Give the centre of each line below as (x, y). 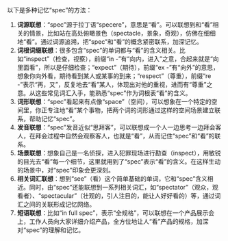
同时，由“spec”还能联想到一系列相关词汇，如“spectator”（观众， (121, 187)
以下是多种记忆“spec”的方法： (50, 10)
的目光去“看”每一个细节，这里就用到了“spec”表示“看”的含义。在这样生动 (119, 162)
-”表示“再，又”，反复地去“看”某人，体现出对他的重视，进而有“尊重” (112, 85)
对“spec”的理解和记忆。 (50, 230)
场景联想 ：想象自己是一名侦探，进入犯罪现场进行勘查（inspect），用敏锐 (119, 153)
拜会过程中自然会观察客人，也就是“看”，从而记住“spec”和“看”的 (125, 136)
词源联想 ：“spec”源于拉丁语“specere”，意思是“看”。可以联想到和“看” (115, 25)
